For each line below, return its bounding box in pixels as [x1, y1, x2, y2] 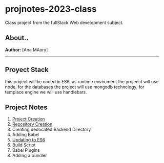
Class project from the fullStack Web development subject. [5, 20, 123, 25]
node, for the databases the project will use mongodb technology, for [5, 84, 145, 90]
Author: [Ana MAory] [5, 47, 48, 52]
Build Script [12, 142, 36, 148]
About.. [5, 34, 29, 42]
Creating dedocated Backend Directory [12, 126, 91, 133]
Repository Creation [12, 121, 53, 127]
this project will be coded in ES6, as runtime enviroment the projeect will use [5, 78, 159, 84]
